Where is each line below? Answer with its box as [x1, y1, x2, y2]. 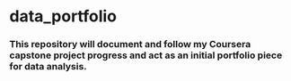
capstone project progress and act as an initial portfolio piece [9, 49, 283, 61]
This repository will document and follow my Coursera [9, 38, 251, 51]
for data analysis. [9, 61, 87, 73]
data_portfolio [9, 6, 118, 27]
